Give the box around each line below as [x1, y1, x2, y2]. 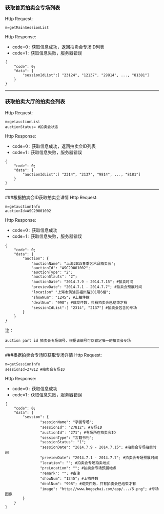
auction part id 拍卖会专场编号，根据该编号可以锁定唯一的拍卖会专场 [5, 338, 131, 343]
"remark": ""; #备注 [40, 471, 81, 476]
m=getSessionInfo [5, 361, 41, 366]
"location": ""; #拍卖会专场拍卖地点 [40, 460, 110, 465]
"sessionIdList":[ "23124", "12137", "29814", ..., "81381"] [22, 73, 150, 78]
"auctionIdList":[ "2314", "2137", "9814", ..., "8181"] [22, 172, 141, 177]
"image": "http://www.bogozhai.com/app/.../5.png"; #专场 [40, 487, 159, 491]
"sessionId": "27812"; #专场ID [40, 425, 102, 430]
